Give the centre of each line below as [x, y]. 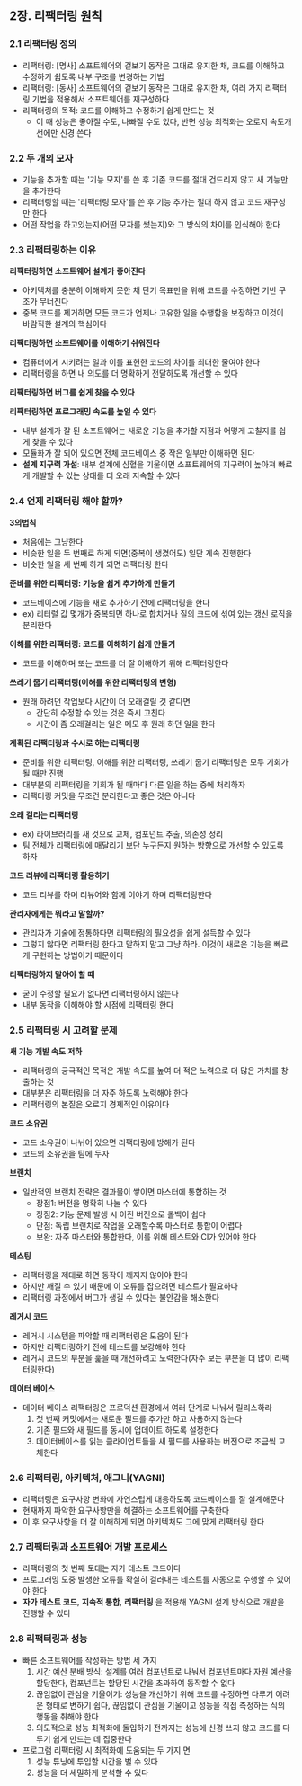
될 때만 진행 [43, 773]
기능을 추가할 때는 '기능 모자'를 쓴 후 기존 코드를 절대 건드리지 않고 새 [143, 179]
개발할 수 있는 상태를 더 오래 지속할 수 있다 [106, 475]
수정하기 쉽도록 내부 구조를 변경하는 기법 [93, 76]
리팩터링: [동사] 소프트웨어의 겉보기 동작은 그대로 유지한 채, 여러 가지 [142, 87]
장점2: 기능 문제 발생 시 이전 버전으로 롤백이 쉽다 [121, 1214]
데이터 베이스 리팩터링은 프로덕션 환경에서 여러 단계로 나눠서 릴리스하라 [147, 1407]
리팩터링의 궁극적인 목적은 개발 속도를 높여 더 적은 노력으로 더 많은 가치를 [151, 1070]
